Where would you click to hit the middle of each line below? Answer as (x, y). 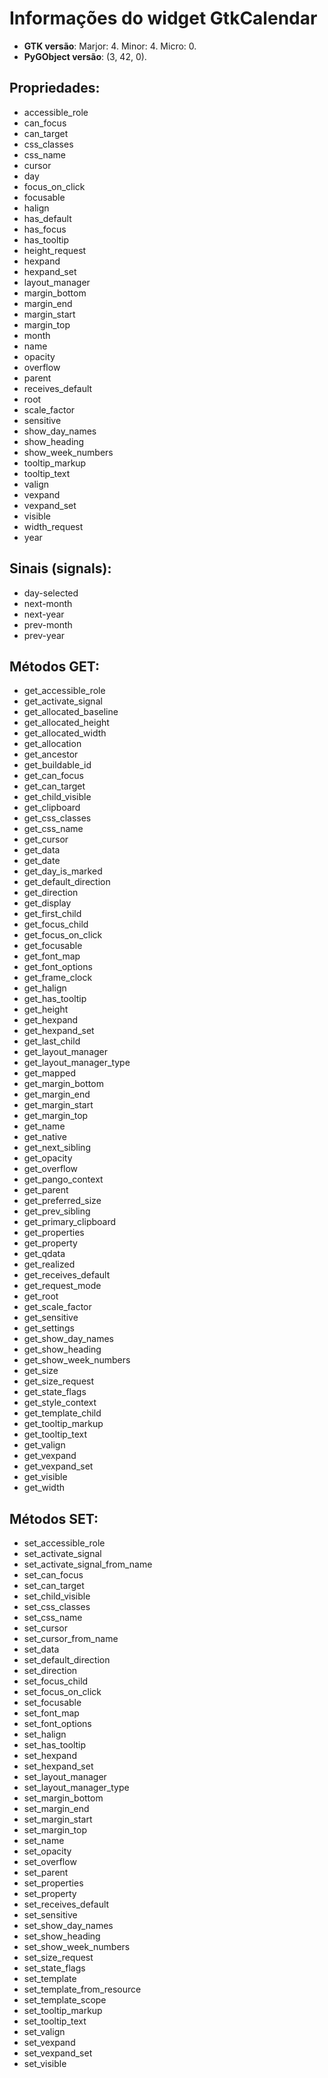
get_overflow (51, 1169)
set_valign (44, 2032)
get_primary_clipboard (70, 1222)
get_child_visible (57, 797)
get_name (44, 1126)
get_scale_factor (57, 1307)
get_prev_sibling (57, 1211)
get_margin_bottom (63, 1084)
